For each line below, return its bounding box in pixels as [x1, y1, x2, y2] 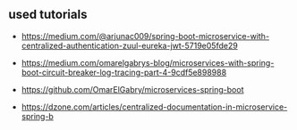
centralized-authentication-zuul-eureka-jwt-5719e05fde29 [21, 40, 238, 51]
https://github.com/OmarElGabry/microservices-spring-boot [21, 84, 244, 94]
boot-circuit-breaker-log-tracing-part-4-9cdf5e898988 [21, 67, 227, 77]
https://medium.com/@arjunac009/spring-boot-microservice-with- [21, 30, 270, 41]
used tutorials [8, 7, 88, 22]
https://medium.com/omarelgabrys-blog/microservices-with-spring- [21, 57, 275, 68]
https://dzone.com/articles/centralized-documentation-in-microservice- [21, 102, 288, 112]
